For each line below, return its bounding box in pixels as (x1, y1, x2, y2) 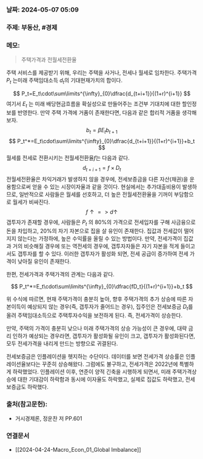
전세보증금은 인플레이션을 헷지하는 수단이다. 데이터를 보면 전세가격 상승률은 (6, 352, 185, 360)
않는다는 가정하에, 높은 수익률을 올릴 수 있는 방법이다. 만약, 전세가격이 (17, 235, 182, 242)
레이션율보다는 (6, 360, 41, 368)
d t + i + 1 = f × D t (82, 164, 121, 173)
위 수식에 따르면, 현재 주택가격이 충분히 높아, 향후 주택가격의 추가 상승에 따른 (6, 295, 187, 303)
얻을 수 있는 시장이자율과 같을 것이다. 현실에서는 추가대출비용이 (32, 183, 181, 191)
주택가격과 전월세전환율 (21, 56, 77, 63)
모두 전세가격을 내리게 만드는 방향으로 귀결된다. (6, 340, 118, 347)
